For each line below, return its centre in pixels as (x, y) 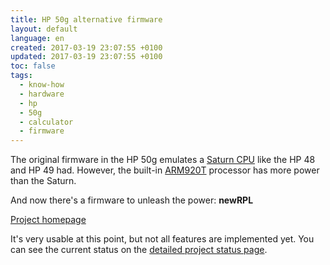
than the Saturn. (43, 181)
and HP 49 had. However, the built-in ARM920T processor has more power (165, 170)
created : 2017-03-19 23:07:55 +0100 (86, 47)
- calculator (46, 122)
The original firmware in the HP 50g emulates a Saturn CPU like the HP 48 (163, 160)
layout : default (44, 29)
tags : (21, 76)
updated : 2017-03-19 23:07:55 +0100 (86, 57)
